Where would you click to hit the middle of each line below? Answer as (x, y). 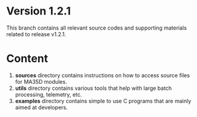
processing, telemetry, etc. (48, 94)
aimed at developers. (41, 107)
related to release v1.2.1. (36, 34)
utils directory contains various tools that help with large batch (93, 88)
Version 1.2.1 (38, 11)
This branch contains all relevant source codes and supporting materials (96, 28)
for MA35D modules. (41, 81)
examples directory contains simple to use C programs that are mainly (103, 101)
